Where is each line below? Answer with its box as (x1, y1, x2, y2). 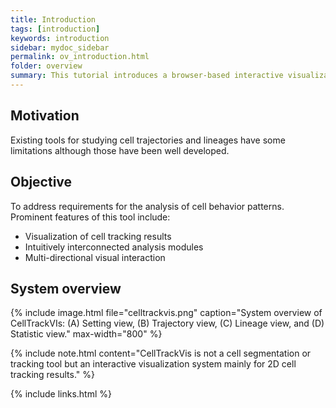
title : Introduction (10, 14, 97, 25)
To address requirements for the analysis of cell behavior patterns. (10, 200, 285, 212)
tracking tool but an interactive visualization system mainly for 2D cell (10, 358, 297, 370)
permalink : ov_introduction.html (10, 52, 150, 62)
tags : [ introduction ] (10, 24, 101, 34)
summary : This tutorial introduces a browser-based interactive (10, 71, 284, 81)
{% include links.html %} (10, 388, 112, 400)
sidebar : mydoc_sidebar (10, 42, 110, 53)
